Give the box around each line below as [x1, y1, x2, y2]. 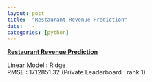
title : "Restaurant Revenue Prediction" [7, 16, 128, 23]
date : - [7, 23, 36, 29]
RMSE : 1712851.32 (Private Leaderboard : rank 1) [7, 68, 146, 77]
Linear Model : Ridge [7, 61, 66, 69]
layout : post [7, 10, 45, 17]
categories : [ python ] [7, 29, 69, 36]
